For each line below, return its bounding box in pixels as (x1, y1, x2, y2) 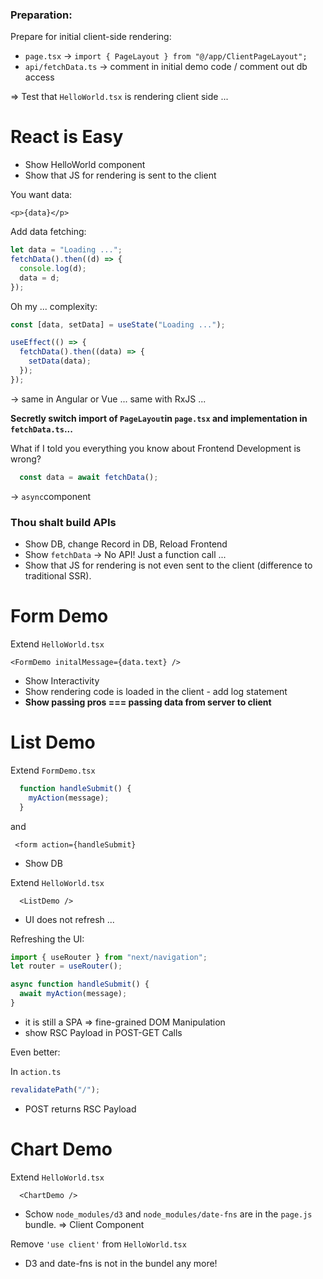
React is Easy (10, 126, 124, 148)
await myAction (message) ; (19, 989, 128, 999)
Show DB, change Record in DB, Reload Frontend (24, 538, 228, 550)
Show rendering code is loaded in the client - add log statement (24, 685, 288, 697)
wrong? (10, 453, 42, 465)
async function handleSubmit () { (10, 979, 150, 990)
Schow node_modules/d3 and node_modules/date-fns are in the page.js (24, 1208, 313, 1220)
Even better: (10, 1046, 61, 1058)
